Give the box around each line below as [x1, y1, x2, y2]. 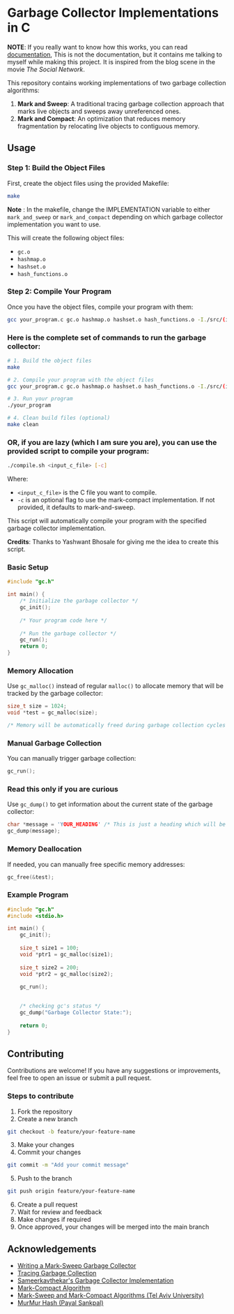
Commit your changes [17, 1148, 81, 1157]
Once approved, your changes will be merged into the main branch [17, 1222, 210, 1231]
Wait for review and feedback [17, 1208, 102, 1216]
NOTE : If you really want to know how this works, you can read [7, 43, 188, 51]
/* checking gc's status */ [19, 1002, 101, 1010]
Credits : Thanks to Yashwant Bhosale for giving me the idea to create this [7, 538, 219, 546]
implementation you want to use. [7, 220, 101, 228]
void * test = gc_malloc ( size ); [7, 709, 98, 717]
